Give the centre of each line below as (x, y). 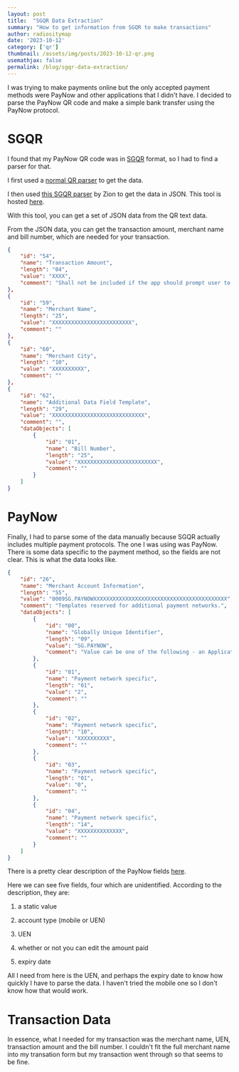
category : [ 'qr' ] (33, 47)
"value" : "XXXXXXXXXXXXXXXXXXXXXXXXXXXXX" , (86, 415)
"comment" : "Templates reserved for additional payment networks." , (124, 606)
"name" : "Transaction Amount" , (67, 263)
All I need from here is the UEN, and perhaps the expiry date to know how (115, 976)
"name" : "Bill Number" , (80, 449)
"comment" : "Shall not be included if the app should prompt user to (126, 282)
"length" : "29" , (44, 409)
